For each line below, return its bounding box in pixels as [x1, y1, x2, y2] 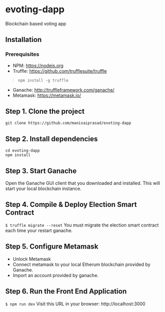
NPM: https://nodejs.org [12, 63, 64, 69]
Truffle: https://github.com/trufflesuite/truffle [12, 68, 107, 74]
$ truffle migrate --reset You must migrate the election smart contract [5, 222, 159, 228]
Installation [5, 35, 42, 44]
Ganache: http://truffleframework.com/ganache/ [12, 87, 115, 93]
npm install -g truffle [17, 78, 69, 83]
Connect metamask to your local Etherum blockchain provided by [12, 261, 151, 267]
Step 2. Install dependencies [5, 134, 98, 143]
